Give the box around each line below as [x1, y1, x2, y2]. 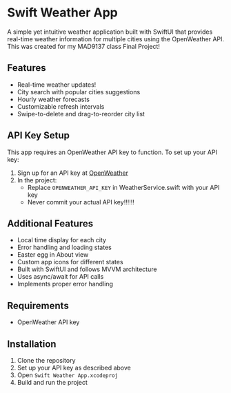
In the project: [17, 176, 57, 184]
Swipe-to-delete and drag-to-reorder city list [17, 109, 145, 118]
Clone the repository [17, 357, 76, 364]
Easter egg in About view [17, 251, 89, 259]
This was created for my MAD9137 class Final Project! [7, 42, 161, 50]
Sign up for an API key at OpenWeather [17, 169, 129, 177]
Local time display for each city [17, 236, 107, 244]
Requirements [7, 299, 69, 311]
